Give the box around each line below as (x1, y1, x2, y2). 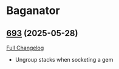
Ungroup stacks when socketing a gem (15, 56, 114, 63)
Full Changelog (6, 44, 44, 51)
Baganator (6, 4, 60, 18)
